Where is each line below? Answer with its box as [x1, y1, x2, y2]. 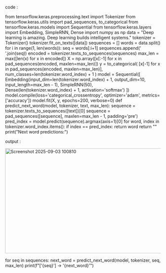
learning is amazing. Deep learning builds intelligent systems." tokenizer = [5, 34, 156, 40]
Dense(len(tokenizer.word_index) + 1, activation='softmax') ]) [5, 87, 129, 93]
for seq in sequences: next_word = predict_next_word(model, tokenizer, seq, [5, 257, 161, 263]
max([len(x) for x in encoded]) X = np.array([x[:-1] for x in [5, 56, 122, 61]
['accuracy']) [5, 98, 32, 103]
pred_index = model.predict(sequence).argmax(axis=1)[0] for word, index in [5, 118, 160, 124]
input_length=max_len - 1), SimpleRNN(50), [5, 82, 93, 88]
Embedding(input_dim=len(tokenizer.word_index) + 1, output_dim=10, [5, 76, 146, 82]
